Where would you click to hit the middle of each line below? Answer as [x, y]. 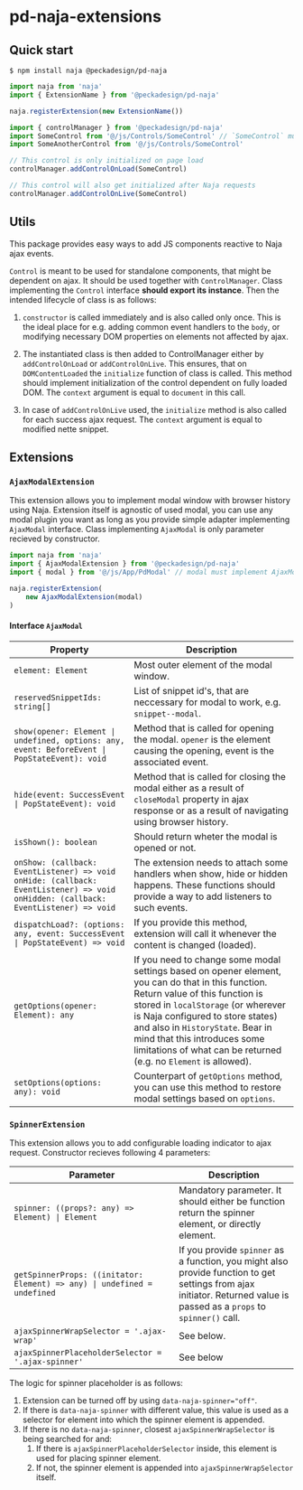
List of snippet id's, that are [192, 690]
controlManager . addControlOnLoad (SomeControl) [98, 169]
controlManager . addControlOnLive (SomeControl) [98, 193]
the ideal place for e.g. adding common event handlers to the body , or [151, 326]
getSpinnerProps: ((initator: [79, 1274]
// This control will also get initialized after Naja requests [133, 185]
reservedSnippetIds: [58, 697]
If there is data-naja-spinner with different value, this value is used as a [155, 1410]
